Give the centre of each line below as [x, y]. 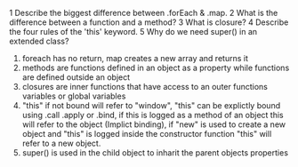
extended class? [39, 41]
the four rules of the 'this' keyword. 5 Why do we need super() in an [133, 32]
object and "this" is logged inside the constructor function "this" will [147, 134]
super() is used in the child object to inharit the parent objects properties [155, 153]
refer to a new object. [61, 143]
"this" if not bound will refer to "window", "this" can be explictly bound [151, 105]
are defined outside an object [76, 77]
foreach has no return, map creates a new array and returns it [135, 58]
